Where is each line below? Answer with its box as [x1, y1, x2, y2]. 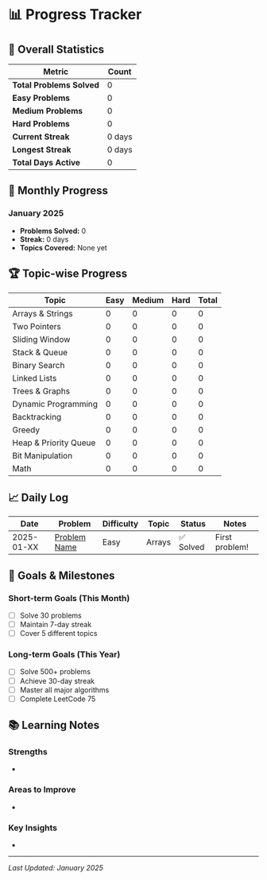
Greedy [12, 424, 41, 435]
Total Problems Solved [12, 79, 99, 91]
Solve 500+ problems [19, 667, 91, 676]
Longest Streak [12, 144, 72, 155]
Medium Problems [12, 106, 83, 116]
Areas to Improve [8, 784, 76, 795]
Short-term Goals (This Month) [8, 592, 130, 603]
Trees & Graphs [12, 386, 70, 397]
